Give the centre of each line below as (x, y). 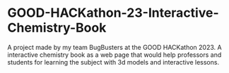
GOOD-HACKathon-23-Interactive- (113, 13)
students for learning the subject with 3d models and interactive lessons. (113, 62)
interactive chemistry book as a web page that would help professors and (114, 55)
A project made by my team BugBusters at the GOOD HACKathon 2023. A (114, 47)
